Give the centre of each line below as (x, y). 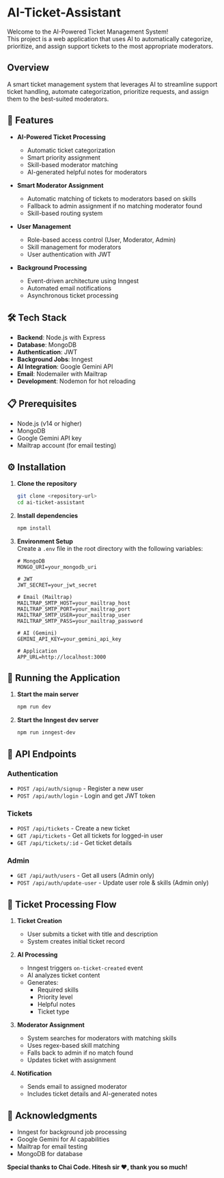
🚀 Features (30, 120)
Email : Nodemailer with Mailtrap (62, 374)
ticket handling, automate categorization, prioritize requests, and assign (108, 91)
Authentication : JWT (47, 352)
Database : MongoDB (47, 345)
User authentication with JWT (69, 254)
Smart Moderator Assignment (60, 185)
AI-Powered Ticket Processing (61, 137)
